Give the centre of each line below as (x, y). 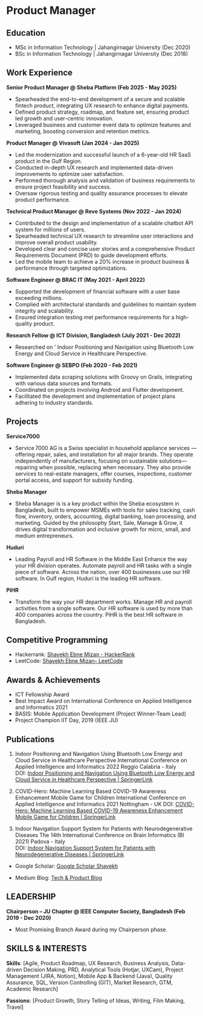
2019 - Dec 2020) (29, 917)
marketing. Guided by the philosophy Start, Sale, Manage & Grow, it (99, 523)
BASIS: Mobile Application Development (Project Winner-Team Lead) (100, 714)
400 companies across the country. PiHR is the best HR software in (99, 614)
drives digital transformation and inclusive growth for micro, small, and (103, 529)
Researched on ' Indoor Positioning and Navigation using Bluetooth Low (105, 347)
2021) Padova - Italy (40, 842)
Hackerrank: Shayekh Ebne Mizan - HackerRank (75, 654)
